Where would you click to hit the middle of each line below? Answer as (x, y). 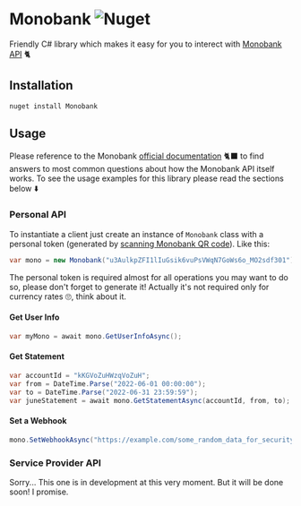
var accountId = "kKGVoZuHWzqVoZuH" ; (80, 376)
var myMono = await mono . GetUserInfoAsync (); (95, 336)
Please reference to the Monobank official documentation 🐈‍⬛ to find (137, 156)
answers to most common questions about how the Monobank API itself (142, 168)
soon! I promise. (39, 492)
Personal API (38, 215)
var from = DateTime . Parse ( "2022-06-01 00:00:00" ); (107, 384)
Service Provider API (55, 463)
